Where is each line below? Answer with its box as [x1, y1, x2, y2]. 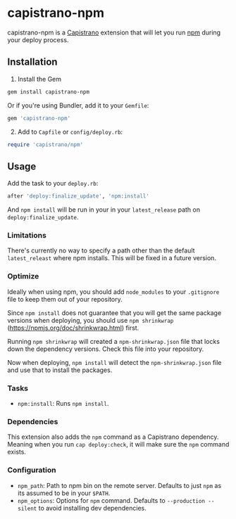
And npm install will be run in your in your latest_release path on [7, 205, 201, 214]
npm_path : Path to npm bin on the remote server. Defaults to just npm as [17, 481, 222, 489]
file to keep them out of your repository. [7, 295, 123, 303]
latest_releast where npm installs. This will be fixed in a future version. [7, 254, 217, 262]
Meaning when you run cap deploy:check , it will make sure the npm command [7, 440, 230, 449]
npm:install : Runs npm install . [17, 399, 109, 407]
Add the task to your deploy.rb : [7, 179, 99, 188]
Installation [7, 56, 58, 68]
